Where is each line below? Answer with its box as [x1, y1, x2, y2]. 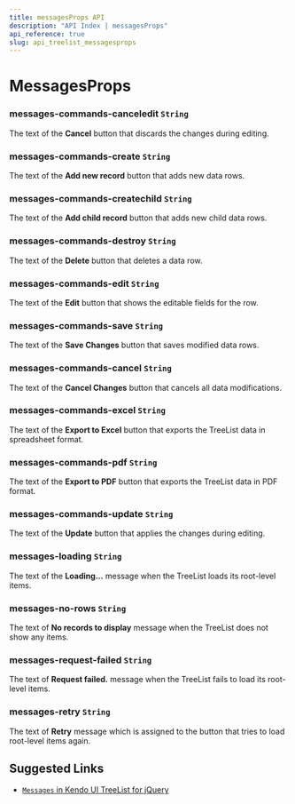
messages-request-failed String [9, 654, 152, 666]
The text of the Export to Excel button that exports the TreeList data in [9, 424, 266, 435]
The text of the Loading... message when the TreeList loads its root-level [9, 570, 276, 581]
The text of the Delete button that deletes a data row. [9, 255, 203, 266]
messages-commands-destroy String [9, 235, 176, 247]
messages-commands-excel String [9, 404, 167, 417]
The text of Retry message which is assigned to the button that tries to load [9, 726, 285, 736]
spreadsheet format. [9, 434, 84, 444]
